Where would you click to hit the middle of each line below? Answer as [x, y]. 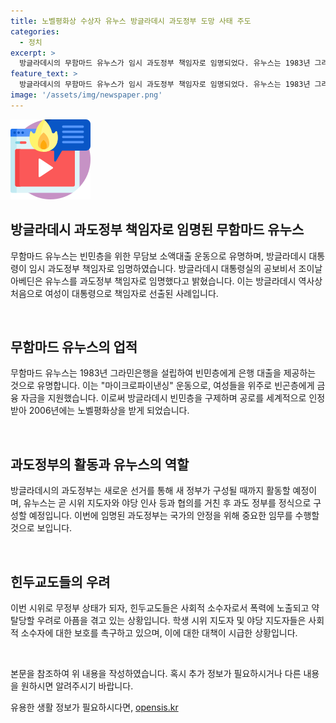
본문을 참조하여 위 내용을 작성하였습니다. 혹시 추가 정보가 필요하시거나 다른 [156, 673]
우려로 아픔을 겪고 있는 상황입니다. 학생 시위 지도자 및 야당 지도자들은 [171, 620]
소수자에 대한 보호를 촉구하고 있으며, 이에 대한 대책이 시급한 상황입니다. [159, 633]
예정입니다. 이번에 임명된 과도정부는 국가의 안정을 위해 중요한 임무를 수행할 [174, 516]
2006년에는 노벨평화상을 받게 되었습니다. [109, 411]
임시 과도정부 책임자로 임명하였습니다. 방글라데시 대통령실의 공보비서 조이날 [175, 268]
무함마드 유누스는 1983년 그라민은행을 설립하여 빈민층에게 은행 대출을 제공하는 [163, 373]
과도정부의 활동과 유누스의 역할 [100, 464]
